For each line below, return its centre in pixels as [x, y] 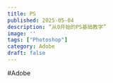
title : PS [22, 14]
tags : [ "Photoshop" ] [38, 40]
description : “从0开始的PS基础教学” [57, 27]
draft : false [26, 53]
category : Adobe [31, 46]
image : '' [22, 33]
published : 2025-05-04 [41, 20]
